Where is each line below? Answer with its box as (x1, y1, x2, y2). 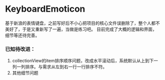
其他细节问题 (12, 70, 38, 76)
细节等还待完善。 (5, 32, 40, 38)
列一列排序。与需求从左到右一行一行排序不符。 (12, 64, 107, 70)
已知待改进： (5, 45, 36, 52)
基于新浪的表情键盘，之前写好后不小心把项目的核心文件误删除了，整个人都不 (5, 20, 160, 26)
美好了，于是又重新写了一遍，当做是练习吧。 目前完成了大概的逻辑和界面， (5, 26, 157, 32)
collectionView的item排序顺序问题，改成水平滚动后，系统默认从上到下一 (12, 58, 158, 64)
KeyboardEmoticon (5, 3, 85, 15)
